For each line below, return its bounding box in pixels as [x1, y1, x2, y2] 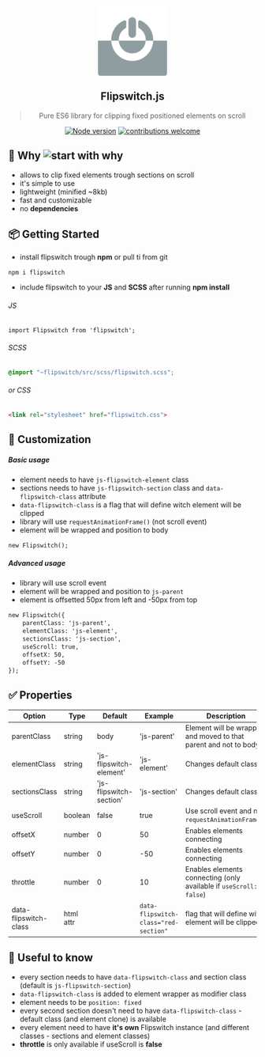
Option [23, 711, 46, 721]
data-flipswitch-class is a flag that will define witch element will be [19, 500, 242, 510]
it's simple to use [19, 178, 76, 188]
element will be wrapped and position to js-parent [19, 587, 184, 597]
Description [206, 711, 246, 721]
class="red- [139, 919, 179, 927]
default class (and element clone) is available [19, 1014, 167, 1024]
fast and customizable [19, 195, 92, 205]
